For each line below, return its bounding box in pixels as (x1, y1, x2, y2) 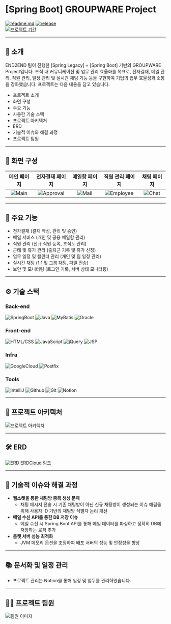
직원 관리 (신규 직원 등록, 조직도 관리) (12, 241, 87, 247)
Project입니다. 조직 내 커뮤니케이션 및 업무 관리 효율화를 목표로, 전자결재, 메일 (5, 68, 160, 74)
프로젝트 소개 (12, 92, 39, 98)
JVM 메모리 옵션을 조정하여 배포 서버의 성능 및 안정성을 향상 (20, 540, 140, 546)
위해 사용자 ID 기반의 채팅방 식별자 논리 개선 (20, 508, 108, 514)
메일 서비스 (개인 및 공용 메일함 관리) (12, 234, 85, 240)
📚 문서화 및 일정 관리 (5, 561, 68, 570)
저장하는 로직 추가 (20, 527, 56, 533)
